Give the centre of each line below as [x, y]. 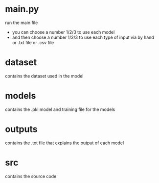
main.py [22, 9]
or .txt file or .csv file [33, 42]
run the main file [22, 23]
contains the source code [31, 176]
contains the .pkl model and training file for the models [60, 109]
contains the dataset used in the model [44, 76]
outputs [21, 129]
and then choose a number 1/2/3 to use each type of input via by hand [83, 37]
